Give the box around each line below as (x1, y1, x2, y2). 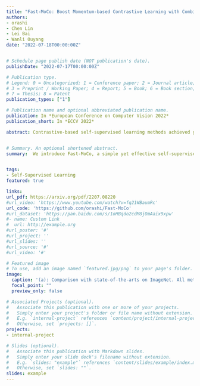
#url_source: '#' (6, 244, 49, 250)
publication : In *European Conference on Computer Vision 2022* (6, 113, 169, 119)
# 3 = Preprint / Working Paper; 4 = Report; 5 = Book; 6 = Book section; (6, 85, 196, 91)
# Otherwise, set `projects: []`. (6, 321, 97, 327)
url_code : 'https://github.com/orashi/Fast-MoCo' (6, 205, 132, 211)
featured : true (6, 178, 44, 184)
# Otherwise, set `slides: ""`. (6, 365, 92, 371)
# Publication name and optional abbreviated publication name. (6, 107, 169, 113)
